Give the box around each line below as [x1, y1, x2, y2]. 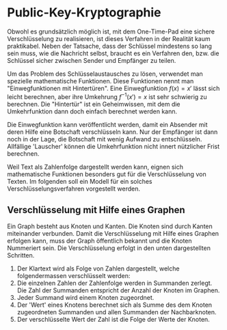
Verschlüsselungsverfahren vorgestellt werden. [7, 184, 141, 193]
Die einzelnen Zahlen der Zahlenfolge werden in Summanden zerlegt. [16, 279, 213, 288]
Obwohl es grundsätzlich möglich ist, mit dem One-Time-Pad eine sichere [7, 27, 215, 36]
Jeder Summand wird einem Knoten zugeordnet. [16, 294, 155, 302]
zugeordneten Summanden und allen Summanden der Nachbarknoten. [16, 308, 217, 316]
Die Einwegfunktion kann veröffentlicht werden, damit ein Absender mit [7, 120, 208, 128]
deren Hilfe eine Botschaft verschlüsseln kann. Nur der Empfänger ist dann [7, 128, 218, 136]
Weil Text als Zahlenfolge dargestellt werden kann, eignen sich [7, 163, 183, 171]
